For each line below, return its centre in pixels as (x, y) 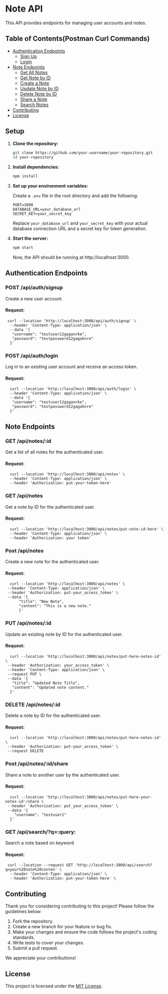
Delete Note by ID (38, 94)
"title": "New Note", (41, 602)
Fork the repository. (33, 921)
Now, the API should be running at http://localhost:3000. (71, 257)
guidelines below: (23, 912)
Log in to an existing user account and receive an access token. (71, 367)
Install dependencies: (36, 167)
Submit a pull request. (35, 948)
